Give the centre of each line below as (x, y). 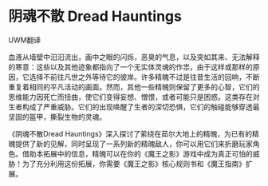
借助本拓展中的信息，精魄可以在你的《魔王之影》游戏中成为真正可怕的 (137, 153)
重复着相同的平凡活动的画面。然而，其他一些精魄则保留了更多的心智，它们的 (134, 87)
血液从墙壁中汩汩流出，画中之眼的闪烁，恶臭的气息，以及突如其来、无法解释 (134, 57)
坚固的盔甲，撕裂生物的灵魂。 (57, 117)
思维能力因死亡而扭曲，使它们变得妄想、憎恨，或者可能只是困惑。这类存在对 (134, 97)
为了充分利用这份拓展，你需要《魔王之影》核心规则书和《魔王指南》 (134, 164)
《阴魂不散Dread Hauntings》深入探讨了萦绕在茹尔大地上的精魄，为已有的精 (134, 133)
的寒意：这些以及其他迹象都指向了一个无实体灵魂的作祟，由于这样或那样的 (130, 67)
